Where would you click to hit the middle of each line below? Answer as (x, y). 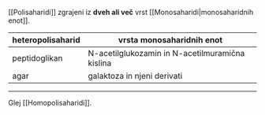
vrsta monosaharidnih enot (170, 40)
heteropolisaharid (46, 40)
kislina (100, 63)
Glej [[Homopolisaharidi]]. (50, 103)
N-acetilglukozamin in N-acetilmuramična (166, 53)
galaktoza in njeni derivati (135, 76)
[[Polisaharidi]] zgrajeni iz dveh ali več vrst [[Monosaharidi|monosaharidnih (131, 12)
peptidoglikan (37, 58)
